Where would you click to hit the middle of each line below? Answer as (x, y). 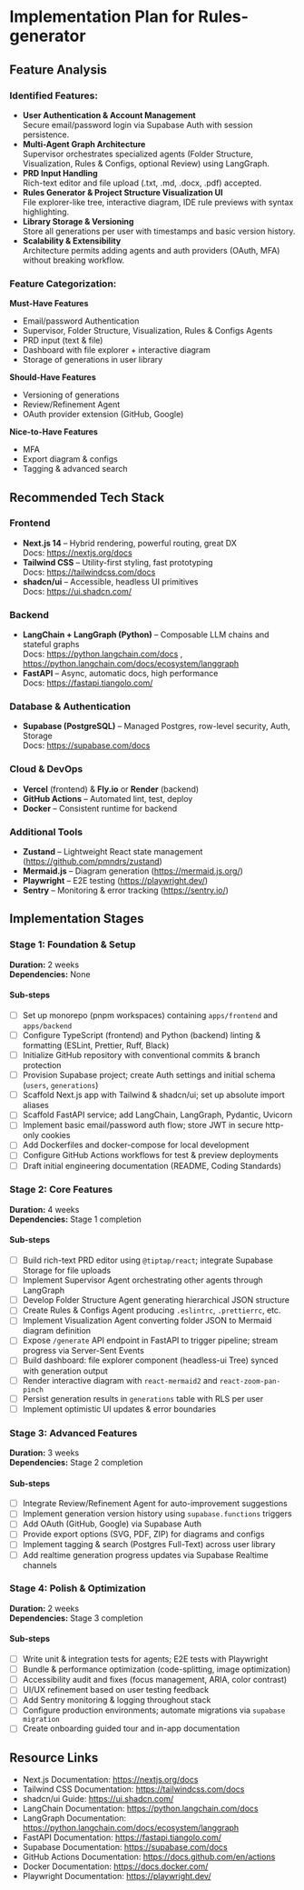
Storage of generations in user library (93, 360)
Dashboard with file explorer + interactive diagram (116, 350)
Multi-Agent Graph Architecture (84, 144)
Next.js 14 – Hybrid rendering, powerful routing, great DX (130, 543)
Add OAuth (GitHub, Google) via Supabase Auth (112, 1524)
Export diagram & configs (70, 459)
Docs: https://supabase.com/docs (86, 745)
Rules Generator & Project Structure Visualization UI (123, 192)
